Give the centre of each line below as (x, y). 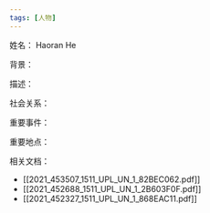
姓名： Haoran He (43, 45)
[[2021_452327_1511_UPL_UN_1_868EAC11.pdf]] (110, 198)
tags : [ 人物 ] (33, 18)
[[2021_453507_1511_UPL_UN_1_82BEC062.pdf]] (111, 179)
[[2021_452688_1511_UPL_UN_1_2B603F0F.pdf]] (112, 188)
